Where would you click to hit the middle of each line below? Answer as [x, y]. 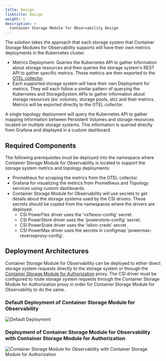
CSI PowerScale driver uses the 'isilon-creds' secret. [74, 225]
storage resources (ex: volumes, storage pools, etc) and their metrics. [83, 99]
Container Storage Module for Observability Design [64, 28]
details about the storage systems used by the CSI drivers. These [79, 198]
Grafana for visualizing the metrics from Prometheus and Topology [80, 183]
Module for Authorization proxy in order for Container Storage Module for [80, 284]
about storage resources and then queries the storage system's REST [83, 68]
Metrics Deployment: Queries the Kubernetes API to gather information [84, 62]
